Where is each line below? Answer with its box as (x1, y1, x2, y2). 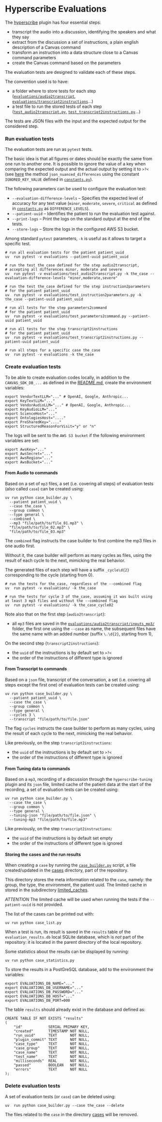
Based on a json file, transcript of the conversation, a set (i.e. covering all (5, 676, 151, 683)
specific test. (5, 241, 31, 247)
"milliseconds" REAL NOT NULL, (14, 1058, 90, 1064)
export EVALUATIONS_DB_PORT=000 (5, 998, 70, 1003)
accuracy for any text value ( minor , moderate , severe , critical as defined (12, 201, 157, 206)
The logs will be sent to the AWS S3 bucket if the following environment (5, 432, 145, 438)
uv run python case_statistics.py (5, 958, 75, 963)
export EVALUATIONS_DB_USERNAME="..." (5, 986, 83, 990)
